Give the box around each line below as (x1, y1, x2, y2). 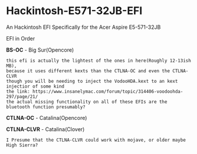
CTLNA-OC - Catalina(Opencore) (6, 114, 87, 121)
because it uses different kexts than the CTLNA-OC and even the (6, 68, 170, 74)
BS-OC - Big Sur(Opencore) (6, 46, 74, 53)
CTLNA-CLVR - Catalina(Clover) (6, 125, 85, 133)
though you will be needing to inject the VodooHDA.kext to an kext (6, 78, 178, 84)
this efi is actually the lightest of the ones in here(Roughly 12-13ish (6, 58, 192, 63)
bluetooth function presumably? (6, 104, 86, 110)
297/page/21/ (6, 93, 38, 99)
